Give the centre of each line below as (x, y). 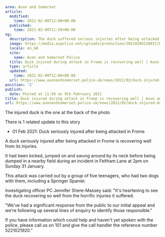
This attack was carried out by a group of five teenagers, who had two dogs (82, 176)
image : (16, 44)
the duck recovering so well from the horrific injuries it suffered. (69, 196)
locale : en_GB (24, 48)
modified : (19, 16)
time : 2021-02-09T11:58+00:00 (45, 30)
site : (15, 53)
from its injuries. (21, 146)
